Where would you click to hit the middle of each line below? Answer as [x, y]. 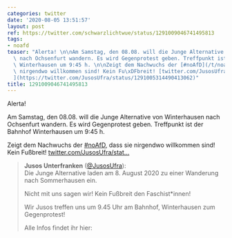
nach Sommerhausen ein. [60, 181]
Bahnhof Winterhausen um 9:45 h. [56, 132]
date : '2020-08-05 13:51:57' [49, 20]
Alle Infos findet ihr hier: [58, 228]
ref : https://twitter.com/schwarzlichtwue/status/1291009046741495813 [111, 33]
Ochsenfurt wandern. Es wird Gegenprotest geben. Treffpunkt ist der [105, 124]
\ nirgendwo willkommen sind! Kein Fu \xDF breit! [85, 71]
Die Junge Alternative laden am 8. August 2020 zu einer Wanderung [121, 173]
